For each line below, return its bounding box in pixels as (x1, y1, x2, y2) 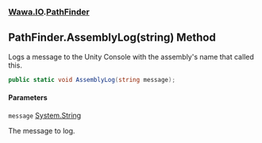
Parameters (8, 93, 48, 102)
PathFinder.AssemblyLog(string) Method (8, 31, 216, 44)
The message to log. (8, 126, 75, 135)
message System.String (8, 110, 82, 120)
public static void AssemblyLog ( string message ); (8, 75, 176, 83)
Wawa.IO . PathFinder (8, 6, 90, 17)
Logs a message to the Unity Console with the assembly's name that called (8, 52, 254, 61)
